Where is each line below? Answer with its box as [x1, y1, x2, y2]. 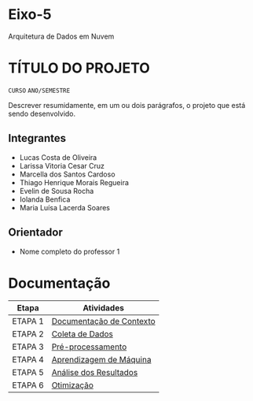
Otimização [51, 380, 94, 391]
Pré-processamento [51, 341, 127, 352]
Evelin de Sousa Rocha [19, 186, 94, 195]
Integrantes [8, 132, 67, 145]
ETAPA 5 [12, 367, 45, 378]
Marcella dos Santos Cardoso [19, 169, 115, 179]
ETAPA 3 [12, 341, 45, 352]
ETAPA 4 [12, 355, 45, 366]
